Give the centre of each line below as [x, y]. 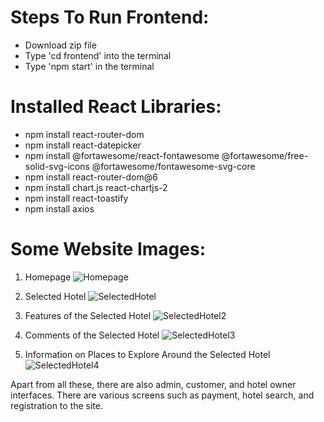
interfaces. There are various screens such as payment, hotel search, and [162, 395]
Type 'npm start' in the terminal [89, 66]
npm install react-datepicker [83, 145]
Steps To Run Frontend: [110, 17]
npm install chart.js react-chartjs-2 [96, 187]
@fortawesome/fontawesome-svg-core [173, 166]
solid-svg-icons [57, 166]
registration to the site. [57, 405]
